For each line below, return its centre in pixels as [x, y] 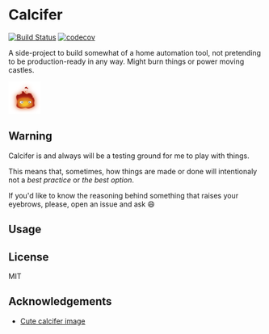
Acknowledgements [60, 301]
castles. [21, 69]
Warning [30, 136]
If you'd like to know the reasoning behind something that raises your [124, 195]
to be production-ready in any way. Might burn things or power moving [126, 61]
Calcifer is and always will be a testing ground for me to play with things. [129, 156]
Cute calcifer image [53, 321]
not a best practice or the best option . [71, 180]
